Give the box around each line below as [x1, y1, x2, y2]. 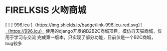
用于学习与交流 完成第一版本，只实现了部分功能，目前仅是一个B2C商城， [5, 34, 156, 40]
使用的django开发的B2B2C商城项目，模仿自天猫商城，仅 [45, 28, 162, 34]
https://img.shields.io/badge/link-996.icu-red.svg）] [37, 22, 142, 28]
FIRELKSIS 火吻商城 [5, 4, 87, 16]
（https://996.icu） [5, 28, 45, 34]
